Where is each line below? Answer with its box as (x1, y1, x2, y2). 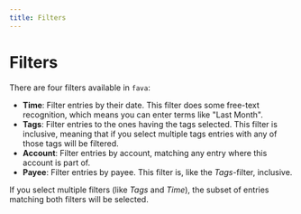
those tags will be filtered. (22, 137, 119, 149)
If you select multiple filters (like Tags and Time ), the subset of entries (9, 184, 269, 195)
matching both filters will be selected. (9, 193, 149, 204)
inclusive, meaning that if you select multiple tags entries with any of (22, 128, 278, 139)
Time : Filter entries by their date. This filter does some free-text (22, 99, 260, 110)
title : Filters (9, 13, 67, 23)
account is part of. (22, 157, 91, 168)
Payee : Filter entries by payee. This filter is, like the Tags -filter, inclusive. (22, 166, 293, 177)
